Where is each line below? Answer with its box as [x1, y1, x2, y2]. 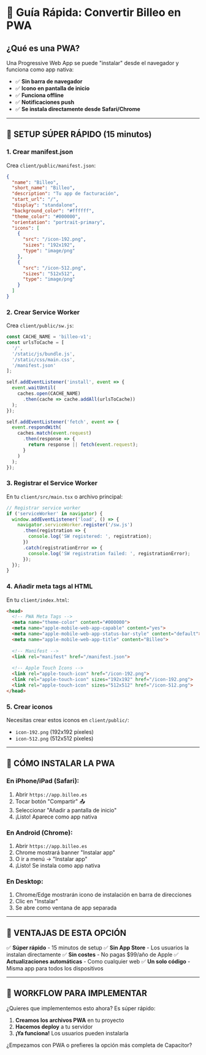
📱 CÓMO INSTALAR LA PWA [6, 758, 115, 769]
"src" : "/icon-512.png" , [22, 265, 86, 271]
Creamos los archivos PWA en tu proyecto [15, 1016, 124, 1024]
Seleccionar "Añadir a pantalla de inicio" [15, 806, 117, 814]
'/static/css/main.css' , [12, 356, 75, 363]
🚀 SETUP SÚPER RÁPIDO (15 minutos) [6, 129, 152, 140]
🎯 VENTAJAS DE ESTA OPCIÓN [6, 927, 127, 938]
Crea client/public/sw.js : [6, 322, 74, 329]
